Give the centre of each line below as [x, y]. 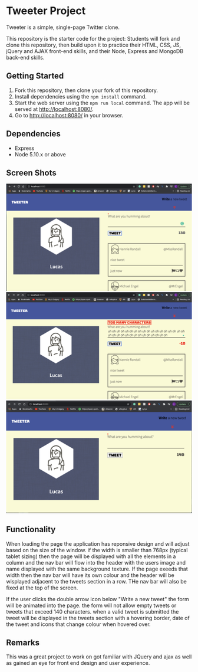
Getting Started [35, 76]
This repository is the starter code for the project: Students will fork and [93, 38]
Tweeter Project [46, 11]
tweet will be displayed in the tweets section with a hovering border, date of [98, 618]
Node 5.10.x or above [40, 154]
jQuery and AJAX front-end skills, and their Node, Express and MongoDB [95, 51]
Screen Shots [32, 173]
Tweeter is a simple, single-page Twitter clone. [63, 27]
